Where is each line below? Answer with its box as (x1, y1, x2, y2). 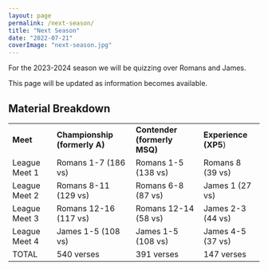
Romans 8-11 (56, 180, 110, 191)
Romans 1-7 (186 (56, 157, 126, 168)
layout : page (8, 11, 52, 20)
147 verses (203, 248, 247, 260)
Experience (203, 129, 248, 140)
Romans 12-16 (56, 202, 116, 213)
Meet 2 (12, 190, 40, 201)
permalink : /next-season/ (8, 19, 94, 27)
